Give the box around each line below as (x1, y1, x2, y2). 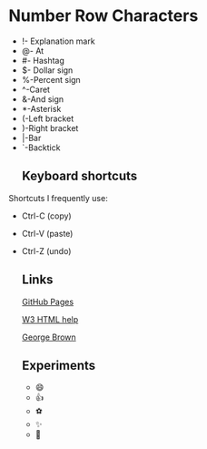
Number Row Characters (8, 5, 199, 26)
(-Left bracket (21, 113, 74, 124)
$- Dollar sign (21, 65, 74, 76)
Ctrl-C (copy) (21, 210, 72, 221)
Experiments (21, 357, 96, 373)
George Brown (21, 332, 76, 342)
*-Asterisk (21, 103, 62, 114)
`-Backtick (21, 142, 61, 153)
